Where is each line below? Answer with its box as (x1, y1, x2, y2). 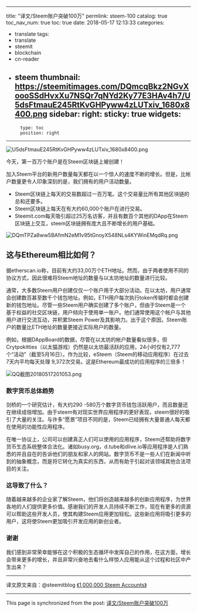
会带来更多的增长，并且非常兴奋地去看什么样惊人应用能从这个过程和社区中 (6, 556, 186, 563)
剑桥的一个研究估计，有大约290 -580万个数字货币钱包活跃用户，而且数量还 (6, 401, 189, 408)
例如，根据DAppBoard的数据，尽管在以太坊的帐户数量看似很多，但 (6, 336, 168, 343)
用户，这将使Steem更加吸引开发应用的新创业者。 (6, 518, 125, 525)
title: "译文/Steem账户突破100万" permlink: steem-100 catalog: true (6, 12, 168, 19)
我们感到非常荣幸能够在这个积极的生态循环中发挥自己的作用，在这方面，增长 (6, 548, 191, 556)
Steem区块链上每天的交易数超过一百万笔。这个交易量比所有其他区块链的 (14, 190, 189, 197)
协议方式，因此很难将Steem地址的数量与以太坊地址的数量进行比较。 (6, 274, 171, 281)
